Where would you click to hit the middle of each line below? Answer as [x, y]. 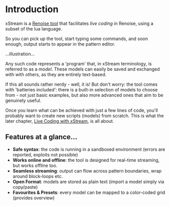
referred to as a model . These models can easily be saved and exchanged [82, 69]
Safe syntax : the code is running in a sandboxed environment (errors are [89, 149]
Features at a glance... [41, 137]
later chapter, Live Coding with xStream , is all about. [60, 121]
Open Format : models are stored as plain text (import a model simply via [88, 182]
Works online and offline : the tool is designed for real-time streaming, [86, 160]
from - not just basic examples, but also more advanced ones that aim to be [84, 95]
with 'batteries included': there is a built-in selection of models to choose [82, 89]
